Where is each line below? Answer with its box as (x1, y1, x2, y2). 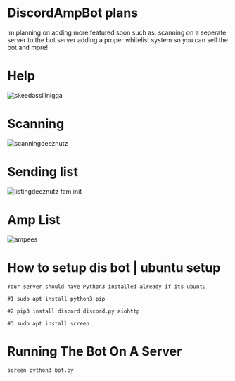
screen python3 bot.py (7, 366, 74, 374)
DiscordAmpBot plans (7, 5, 139, 21)
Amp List (7, 211, 61, 227)
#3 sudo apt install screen (7, 320, 90, 327)
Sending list (7, 164, 79, 180)
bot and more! (7, 43, 49, 51)
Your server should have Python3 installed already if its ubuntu (7, 283, 206, 290)
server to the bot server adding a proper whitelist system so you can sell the (7, 35, 229, 44)
